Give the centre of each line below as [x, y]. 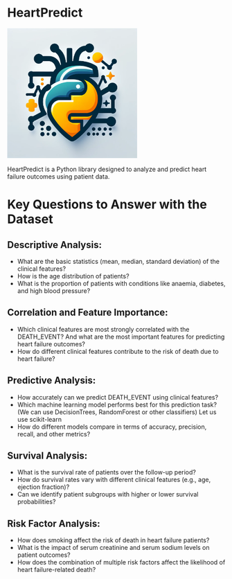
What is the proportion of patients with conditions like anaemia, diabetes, [121, 283]
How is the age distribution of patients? [73, 276]
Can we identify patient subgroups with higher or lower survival [108, 495]
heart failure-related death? [56, 570]
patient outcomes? [44, 555]
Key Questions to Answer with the [107, 205]
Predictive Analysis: [52, 381]
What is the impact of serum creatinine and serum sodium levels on [113, 548]
